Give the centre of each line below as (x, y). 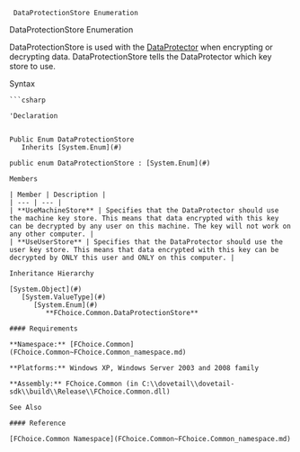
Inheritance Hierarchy (52, 274)
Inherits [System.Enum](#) (72, 148)
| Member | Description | (57, 194)
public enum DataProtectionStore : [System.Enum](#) (110, 163)
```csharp (28, 100)
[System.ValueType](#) (63, 297)
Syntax (22, 84)
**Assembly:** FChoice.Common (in (74, 384)
